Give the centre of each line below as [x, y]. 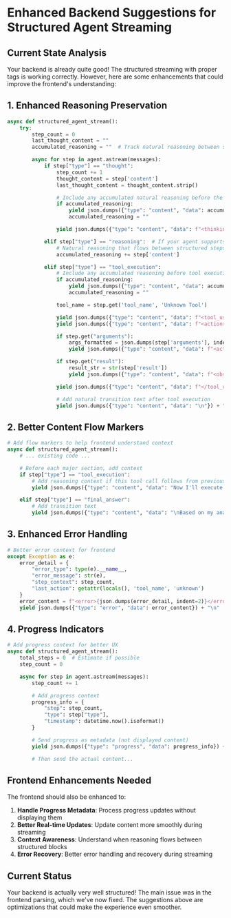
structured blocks [42, 847]
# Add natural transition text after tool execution [133, 399]
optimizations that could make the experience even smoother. [95, 907]
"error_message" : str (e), [69, 576]
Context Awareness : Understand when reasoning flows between [109, 839]
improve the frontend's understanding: [62, 84]
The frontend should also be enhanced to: [66, 797]
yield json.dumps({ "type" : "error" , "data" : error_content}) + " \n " [120, 608]
